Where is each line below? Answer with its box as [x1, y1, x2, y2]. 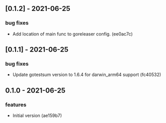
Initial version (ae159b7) [12, 112, 62, 118]
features [5, 101, 27, 108]
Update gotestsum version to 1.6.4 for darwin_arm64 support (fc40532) [12, 71, 161, 77]
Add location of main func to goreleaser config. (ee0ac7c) [12, 30, 133, 37]
